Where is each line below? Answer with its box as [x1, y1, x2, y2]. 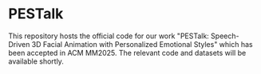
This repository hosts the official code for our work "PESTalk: [8, 31, 209, 41]
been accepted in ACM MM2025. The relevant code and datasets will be [8, 48, 247, 57]
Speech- [210, 31, 239, 41]
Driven [8, 39, 30, 49]
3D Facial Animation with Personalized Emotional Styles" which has [31, 39, 253, 49]
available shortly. [8, 56, 64, 66]
